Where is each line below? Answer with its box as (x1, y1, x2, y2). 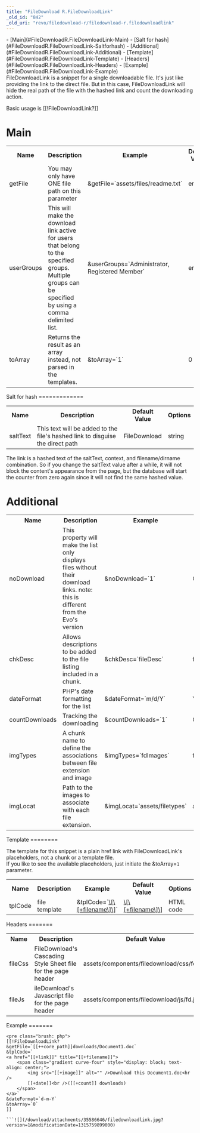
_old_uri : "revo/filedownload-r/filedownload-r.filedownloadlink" (6, 20, 174, 26)
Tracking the (62, 712, 98, 720)
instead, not (48, 356, 82, 364)
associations (62, 752, 98, 760)
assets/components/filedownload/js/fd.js (83, 995, 198, 1003)
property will (62, 534, 98, 542)
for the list (62, 702, 91, 710)
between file (62, 759, 97, 767)
